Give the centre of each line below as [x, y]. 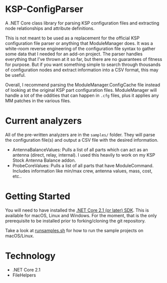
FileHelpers [24, 275]
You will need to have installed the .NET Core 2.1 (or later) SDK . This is [77, 210]
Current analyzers [44, 121]
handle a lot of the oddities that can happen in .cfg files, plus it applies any [82, 95]
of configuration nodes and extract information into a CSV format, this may [82, 70]
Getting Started [38, 196]
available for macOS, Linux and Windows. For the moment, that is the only [81, 215]
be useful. [15, 75]
